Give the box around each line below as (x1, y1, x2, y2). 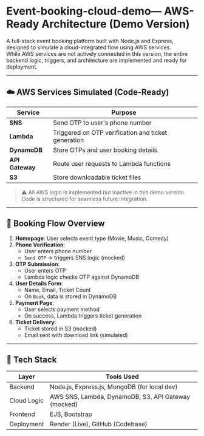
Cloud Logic (9, 397, 44, 405)
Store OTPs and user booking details (53, 146, 158, 154)
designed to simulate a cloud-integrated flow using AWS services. (6, 44, 172, 51)
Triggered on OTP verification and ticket (53, 128, 167, 137)
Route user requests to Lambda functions (53, 159, 171, 168)
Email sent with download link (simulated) (24, 331, 129, 338)
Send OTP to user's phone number (53, 118, 152, 127)
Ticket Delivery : (15, 318, 56, 325)
